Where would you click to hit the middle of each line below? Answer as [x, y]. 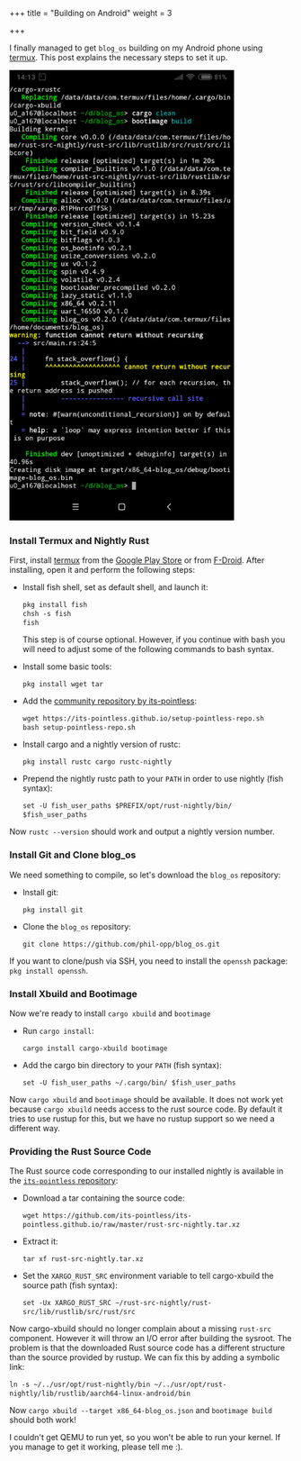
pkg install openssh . [49, 970]
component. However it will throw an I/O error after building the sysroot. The [150, 1338]
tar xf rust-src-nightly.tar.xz [83, 1259]
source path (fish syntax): [70, 1285]
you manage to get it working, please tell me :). [96, 1447]
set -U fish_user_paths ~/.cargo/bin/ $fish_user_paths [129, 1083]
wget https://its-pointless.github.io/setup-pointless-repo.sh [143, 719]
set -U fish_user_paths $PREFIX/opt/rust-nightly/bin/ [127, 806]
